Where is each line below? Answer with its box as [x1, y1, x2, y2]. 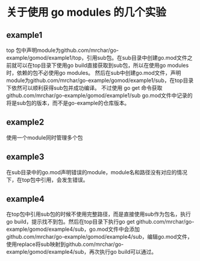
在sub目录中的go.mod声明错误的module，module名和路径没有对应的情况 [6, 168, 188, 175]
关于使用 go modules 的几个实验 [6, 5, 167, 19]
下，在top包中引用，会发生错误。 [6, 176, 89, 183]
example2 [6, 117, 45, 127]
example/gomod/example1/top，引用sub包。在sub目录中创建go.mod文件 [6, 54, 188, 61]
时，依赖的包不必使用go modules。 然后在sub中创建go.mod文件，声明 [6, 69, 181, 76]
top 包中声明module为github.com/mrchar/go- [6, 46, 119, 54]
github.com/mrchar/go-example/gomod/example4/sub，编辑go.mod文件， [6, 233, 193, 241]
